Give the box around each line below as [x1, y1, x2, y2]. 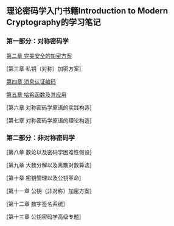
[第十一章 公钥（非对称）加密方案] [6, 187, 92, 194]
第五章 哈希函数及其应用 [6, 91, 67, 98]
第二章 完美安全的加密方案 [6, 52, 72, 59]
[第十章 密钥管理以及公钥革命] [6, 174, 82, 182]
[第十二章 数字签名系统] [6, 200, 66, 207]
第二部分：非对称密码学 [6, 133, 75, 142]
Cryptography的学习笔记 [6, 17, 101, 27]
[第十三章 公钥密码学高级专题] [6, 213, 82, 221]
